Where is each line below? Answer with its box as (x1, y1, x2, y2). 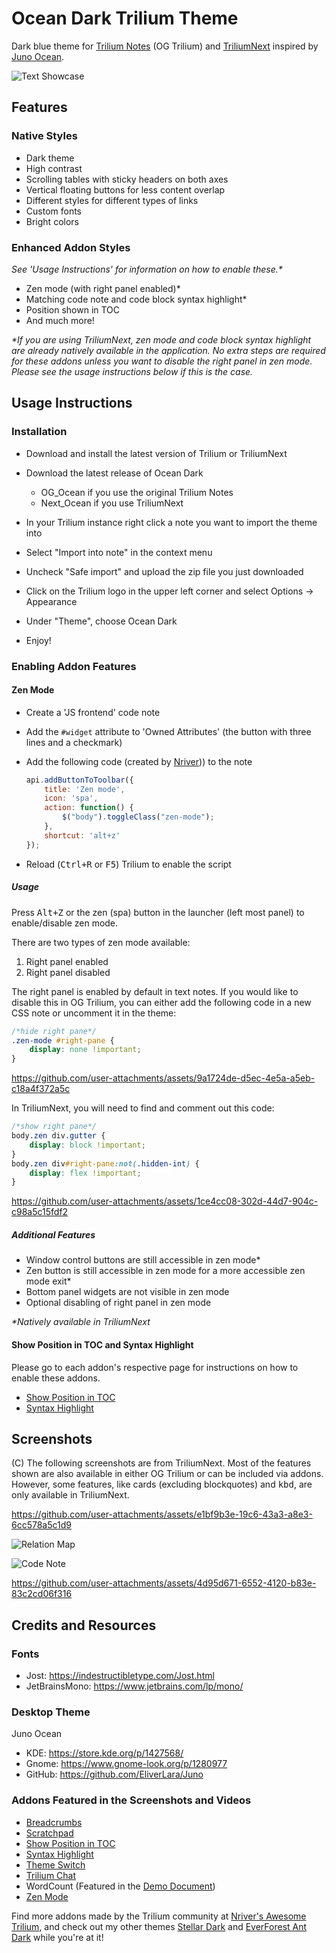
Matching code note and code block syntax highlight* (25, 293, 248, 305)
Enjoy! (25, 634, 52, 646)
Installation (11, 425, 68, 439)
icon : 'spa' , (44, 793, 99, 804)
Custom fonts (25, 205, 83, 217)
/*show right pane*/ (11, 1122, 98, 1132)
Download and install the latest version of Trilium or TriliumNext (25, 447, 288, 459)
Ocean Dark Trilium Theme (11, 7, 239, 30)
